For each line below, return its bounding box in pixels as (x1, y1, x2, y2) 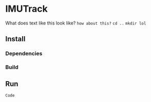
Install (5, 35, 26, 43)
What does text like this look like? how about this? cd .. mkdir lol (5, 20, 146, 26)
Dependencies (5, 50, 43, 57)
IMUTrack (5, 3, 48, 15)
